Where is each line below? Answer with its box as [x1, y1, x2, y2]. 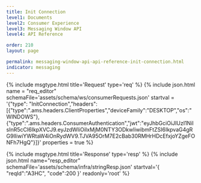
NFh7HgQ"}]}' [6, 138, 42, 146]
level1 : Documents [6, 14, 52, 21]
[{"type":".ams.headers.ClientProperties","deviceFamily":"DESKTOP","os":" [6, 106, 192, 114]
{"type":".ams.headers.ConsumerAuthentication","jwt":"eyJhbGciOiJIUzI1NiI [6, 119, 194, 127]
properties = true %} [42, 138, 94, 146]
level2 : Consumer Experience [6, 20, 79, 26]
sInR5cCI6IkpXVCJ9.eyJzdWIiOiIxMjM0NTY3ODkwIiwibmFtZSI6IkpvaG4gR [6, 126, 193, 133]
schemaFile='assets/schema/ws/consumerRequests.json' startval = [6, 94, 175, 101]
